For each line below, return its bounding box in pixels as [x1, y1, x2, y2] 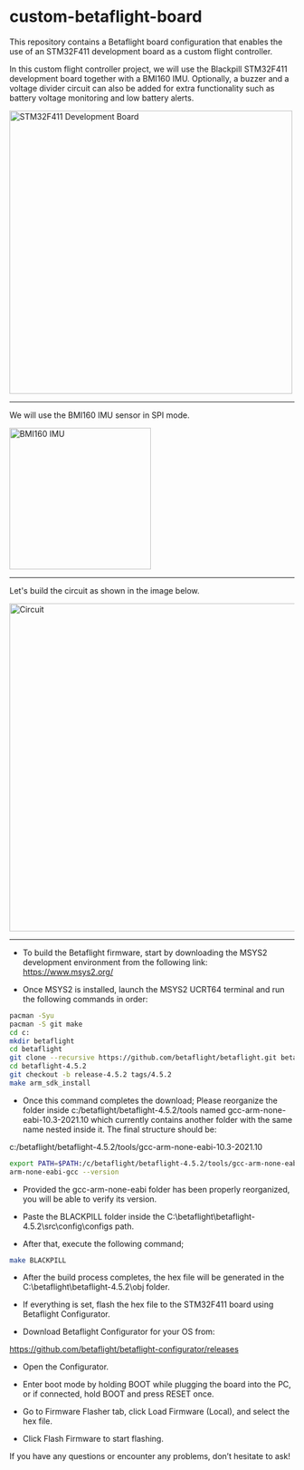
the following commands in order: [22, 993, 148, 1004]
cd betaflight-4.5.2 [9, 1062, 88, 1071]
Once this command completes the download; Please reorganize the [22, 1095, 279, 1106]
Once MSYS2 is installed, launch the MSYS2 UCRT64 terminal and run [22, 983, 285, 994]
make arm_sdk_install [9, 1078, 91, 1088]
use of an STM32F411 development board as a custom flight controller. [9, 45, 273, 56]
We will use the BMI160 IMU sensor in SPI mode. [9, 410, 190, 421]
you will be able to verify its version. [22, 1194, 157, 1204]
